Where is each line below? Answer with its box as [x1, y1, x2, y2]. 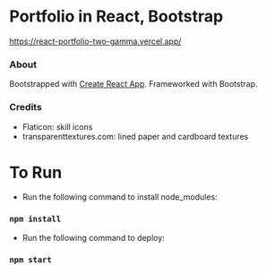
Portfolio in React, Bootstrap [9, 6, 224, 27]
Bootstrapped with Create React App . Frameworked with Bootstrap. [9, 79, 258, 90]
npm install [9, 214, 62, 225]
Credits [9, 101, 42, 114]
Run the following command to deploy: [21, 232, 166, 243]
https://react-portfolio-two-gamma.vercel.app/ [9, 36, 182, 47]
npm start [9, 254, 52, 265]
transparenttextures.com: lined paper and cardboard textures [21, 131, 249, 141]
